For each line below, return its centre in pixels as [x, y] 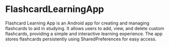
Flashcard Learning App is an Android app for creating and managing [77, 23]
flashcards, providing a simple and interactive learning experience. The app [84, 33]
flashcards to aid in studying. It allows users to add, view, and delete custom [85, 28]
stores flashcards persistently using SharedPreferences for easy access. [81, 39]
